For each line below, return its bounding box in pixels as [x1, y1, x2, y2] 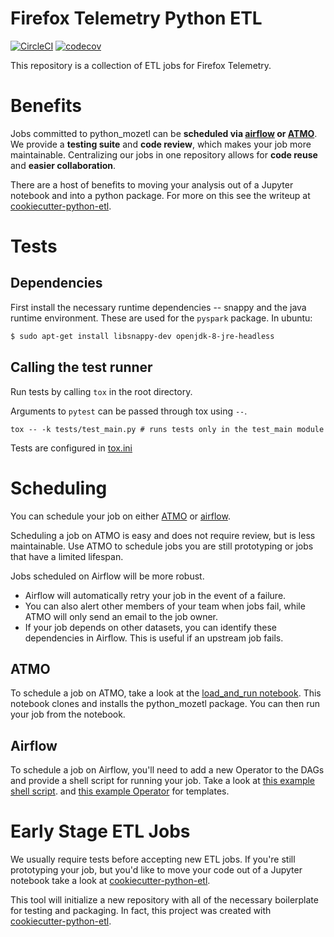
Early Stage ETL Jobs [10, 820, 191, 843]
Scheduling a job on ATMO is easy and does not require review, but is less [10, 529, 316, 541]
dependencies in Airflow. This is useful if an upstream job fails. [24, 632, 284, 644]
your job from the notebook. [10, 708, 126, 721]
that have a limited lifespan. [10, 550, 124, 562]
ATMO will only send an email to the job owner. [24, 610, 218, 622]
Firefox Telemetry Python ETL [10, 7, 263, 30]
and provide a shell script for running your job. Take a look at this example [10, 775, 316, 787]
